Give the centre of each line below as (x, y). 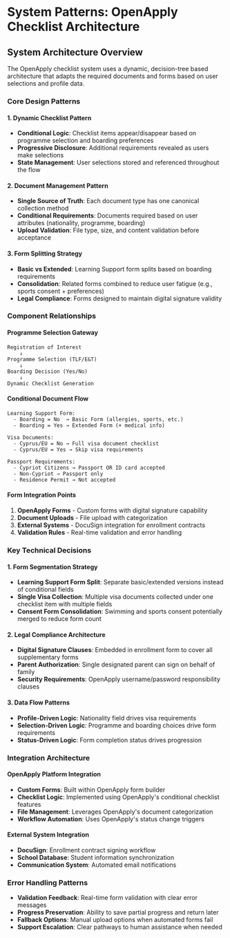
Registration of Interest (44, 347)
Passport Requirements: (41, 461)
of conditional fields (45, 590)
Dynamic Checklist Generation (51, 383)
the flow (29, 170)
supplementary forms (48, 658)
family (26, 672)
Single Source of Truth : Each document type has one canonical (108, 201)
